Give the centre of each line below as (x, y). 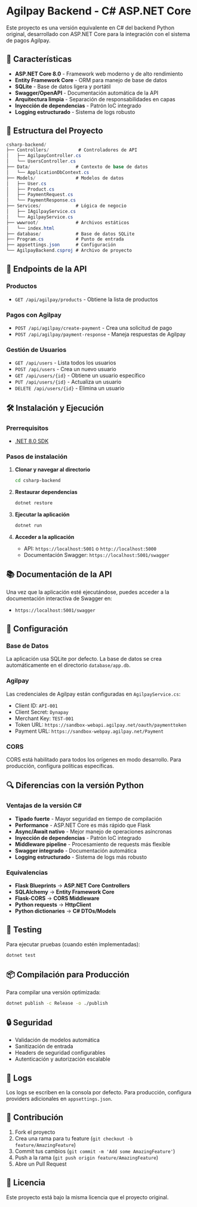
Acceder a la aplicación (44, 537)
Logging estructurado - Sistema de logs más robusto (81, 857)
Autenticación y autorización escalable (62, 1059)
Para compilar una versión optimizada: (53, 992)
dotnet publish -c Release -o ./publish (57, 1003)
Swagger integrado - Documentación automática (76, 850)
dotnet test (21, 955)
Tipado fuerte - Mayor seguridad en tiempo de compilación (88, 818)
